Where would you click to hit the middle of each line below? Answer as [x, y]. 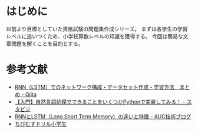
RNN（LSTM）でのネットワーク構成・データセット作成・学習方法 [95, 87]
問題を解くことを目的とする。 [47, 44]
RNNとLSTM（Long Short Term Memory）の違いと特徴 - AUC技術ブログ [103, 116]
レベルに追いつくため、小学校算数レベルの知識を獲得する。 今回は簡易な [95, 36]
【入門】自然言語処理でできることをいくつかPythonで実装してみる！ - [100, 102]
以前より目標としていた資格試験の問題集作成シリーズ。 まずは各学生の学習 [97, 29]
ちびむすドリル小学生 [40, 124]
